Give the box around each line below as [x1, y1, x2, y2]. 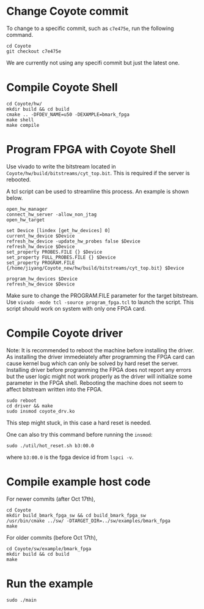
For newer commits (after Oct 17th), [6, 495, 96, 502]
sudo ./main [6, 597, 37, 603]
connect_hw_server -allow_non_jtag [6, 211, 97, 217]
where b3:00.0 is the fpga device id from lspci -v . [6, 453, 134, 461]
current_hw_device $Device [6, 233, 75, 239]
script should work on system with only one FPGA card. [6, 304, 147, 312]
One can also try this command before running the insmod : [6, 431, 153, 438]
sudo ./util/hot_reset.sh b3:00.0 [6, 442, 95, 448]
